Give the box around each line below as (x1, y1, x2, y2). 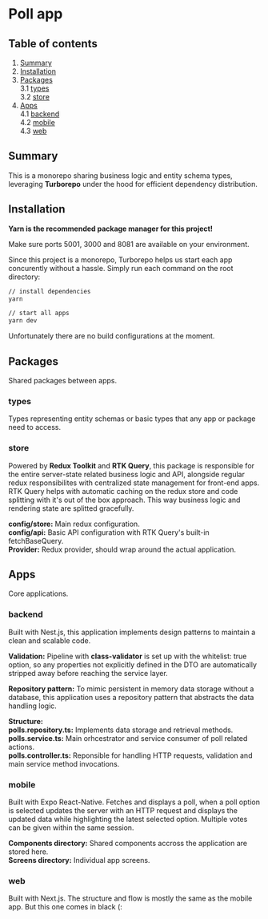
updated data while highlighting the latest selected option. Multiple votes (8, 814, 248, 824)
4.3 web (19, 126, 47, 136)
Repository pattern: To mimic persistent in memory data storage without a (8, 683, 254, 694)
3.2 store (19, 92, 50, 101)
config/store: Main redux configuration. (8, 519, 140, 528)
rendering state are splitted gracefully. (8, 503, 134, 513)
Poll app (8, 5, 63, 23)
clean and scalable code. (8, 635, 91, 646)
